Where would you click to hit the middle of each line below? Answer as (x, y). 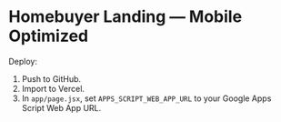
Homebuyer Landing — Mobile (125, 17)
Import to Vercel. (53, 88)
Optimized (49, 36)
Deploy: (23, 61)
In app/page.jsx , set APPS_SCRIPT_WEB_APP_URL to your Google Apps (146, 98)
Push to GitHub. (51, 78)
